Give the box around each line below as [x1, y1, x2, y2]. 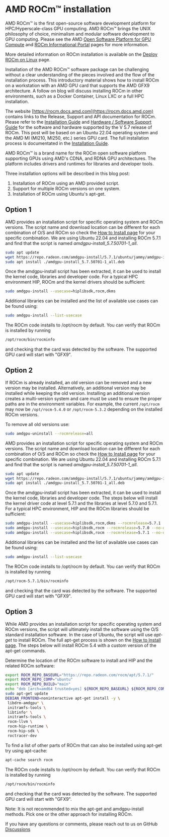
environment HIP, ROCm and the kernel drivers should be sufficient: [5, 279, 146, 285]
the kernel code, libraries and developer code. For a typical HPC [5, 274, 138, 280]
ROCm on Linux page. [5, 56, 51, 62]
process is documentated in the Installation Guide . [5, 140, 109, 146]
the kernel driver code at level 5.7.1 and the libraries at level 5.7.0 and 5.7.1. [5, 500, 158, 507]
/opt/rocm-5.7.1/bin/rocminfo [5, 578, 69, 583]
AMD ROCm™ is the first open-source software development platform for [5, 20, 156, 26]
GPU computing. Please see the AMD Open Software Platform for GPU [5, 36, 151, 42]
